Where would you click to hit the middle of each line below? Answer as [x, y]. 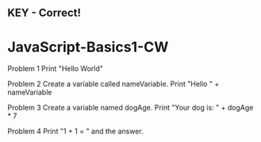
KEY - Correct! [44, 13]
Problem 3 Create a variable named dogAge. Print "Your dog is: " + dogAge [130, 108]
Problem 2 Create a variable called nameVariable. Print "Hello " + [113, 84]
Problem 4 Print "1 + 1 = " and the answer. [75, 131]
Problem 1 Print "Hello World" [56, 69]
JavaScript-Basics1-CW [88, 47]
